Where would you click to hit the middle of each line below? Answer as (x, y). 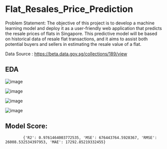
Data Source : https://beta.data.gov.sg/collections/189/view (66, 54)
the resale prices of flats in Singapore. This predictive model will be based (81, 33)
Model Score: (26, 126)
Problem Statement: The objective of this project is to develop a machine (80, 23)
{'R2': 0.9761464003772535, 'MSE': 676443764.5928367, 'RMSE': (90, 138)
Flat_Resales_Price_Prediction (69, 9)
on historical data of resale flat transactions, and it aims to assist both (77, 39)
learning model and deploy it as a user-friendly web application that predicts (83, 28)
